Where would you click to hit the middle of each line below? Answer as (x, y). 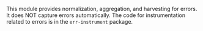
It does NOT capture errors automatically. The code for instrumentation (96, 15)
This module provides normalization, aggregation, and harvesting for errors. (102, 9)
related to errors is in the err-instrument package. (70, 22)
